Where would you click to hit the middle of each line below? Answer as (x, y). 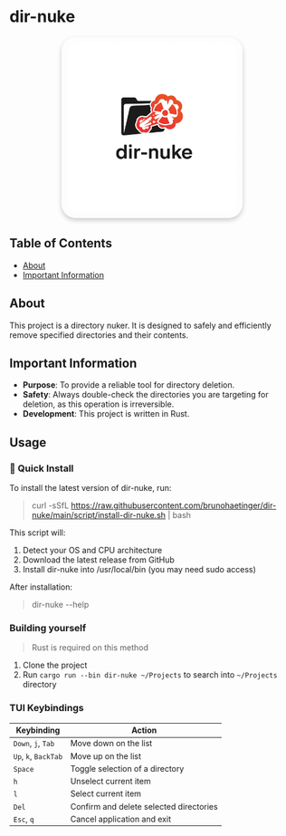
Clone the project (55, 665)
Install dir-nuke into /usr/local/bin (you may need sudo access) (139, 570)
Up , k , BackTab (38, 756)
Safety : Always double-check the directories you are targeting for (145, 395)
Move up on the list (106, 756)
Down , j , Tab (34, 744)
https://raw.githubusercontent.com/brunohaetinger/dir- (174, 505)
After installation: (41, 587)
